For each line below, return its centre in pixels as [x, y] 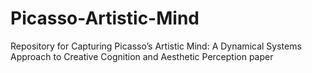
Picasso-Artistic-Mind [105, 18]
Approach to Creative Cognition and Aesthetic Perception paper [142, 56]
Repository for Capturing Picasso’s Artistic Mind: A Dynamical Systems [156, 46]
